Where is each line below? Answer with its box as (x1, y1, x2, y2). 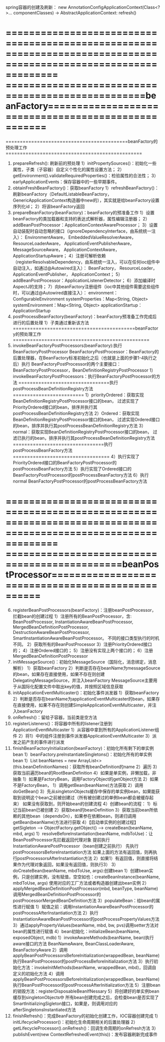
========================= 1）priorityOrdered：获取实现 (12, 392, 144, 398)
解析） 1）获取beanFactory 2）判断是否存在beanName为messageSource (12, 665, 161, 671)
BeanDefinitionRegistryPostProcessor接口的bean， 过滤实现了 (12, 398, 139, 404)
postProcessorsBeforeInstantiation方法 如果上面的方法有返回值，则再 (12, 849, 153, 855)
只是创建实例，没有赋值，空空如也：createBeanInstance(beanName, (21, 874, 160, 880)
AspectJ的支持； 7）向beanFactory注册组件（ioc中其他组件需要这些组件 (12, 283, 160, 290)
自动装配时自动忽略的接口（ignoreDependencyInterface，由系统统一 (12, 228, 152, 234)
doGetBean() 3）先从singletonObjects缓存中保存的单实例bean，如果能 (12, 788, 156, 794)
